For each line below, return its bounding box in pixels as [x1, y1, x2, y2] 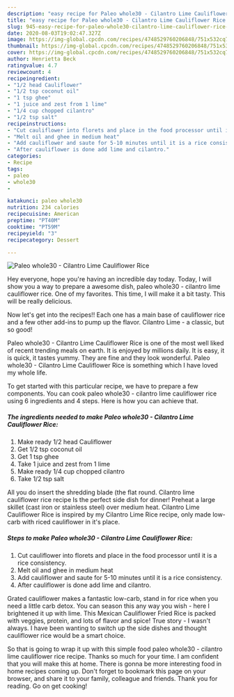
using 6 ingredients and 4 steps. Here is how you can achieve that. [7, 397, 198, 405]
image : [7, 36, 26, 43]
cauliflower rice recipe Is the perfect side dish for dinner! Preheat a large [7, 496, 216, 504]
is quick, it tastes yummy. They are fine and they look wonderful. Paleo [7, 354, 210, 362]
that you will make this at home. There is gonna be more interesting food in [7, 659, 222, 668]
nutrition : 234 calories [7, 204, 79, 211]
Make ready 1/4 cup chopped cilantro [17, 467, 125, 476]
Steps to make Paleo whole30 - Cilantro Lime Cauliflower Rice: [7, 533, 193, 542]
